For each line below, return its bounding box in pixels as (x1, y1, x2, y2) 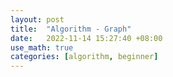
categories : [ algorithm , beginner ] (10, 52, 159, 62)
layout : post (10, 14, 65, 25)
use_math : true (10, 42, 74, 53)
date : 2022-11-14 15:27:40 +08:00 (10, 33, 163, 43)
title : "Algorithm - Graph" (10, 24, 132, 34)
